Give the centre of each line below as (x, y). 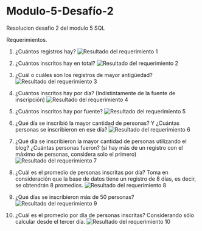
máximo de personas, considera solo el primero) (76, 154)
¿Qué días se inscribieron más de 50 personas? (75, 197)
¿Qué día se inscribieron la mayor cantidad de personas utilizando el (101, 141)
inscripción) (30, 99)
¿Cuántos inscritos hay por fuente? (59, 111)
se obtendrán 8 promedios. (49, 185)
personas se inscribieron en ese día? (61, 129)
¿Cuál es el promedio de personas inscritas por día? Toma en (92, 172)
